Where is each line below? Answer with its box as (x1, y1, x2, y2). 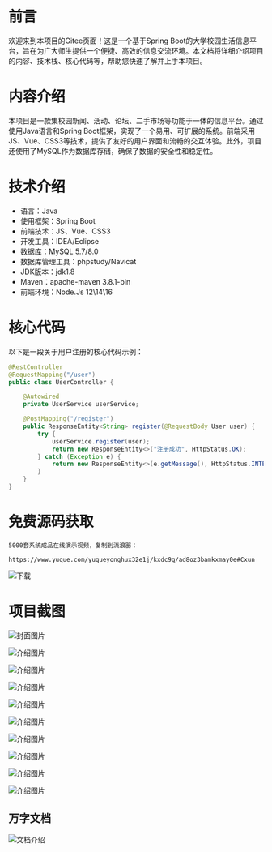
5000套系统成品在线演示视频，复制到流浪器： (8, 541, 138, 550)
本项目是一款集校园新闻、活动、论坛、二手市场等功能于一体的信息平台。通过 (8, 115, 264, 126)
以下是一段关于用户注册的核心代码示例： (8, 346, 143, 357)
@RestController (8, 362, 63, 371)
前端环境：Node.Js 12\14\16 (19, 287, 113, 297)
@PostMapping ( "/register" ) (23, 415, 114, 423)
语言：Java (19, 206, 58, 216)
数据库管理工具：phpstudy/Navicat (19, 256, 137, 266)
